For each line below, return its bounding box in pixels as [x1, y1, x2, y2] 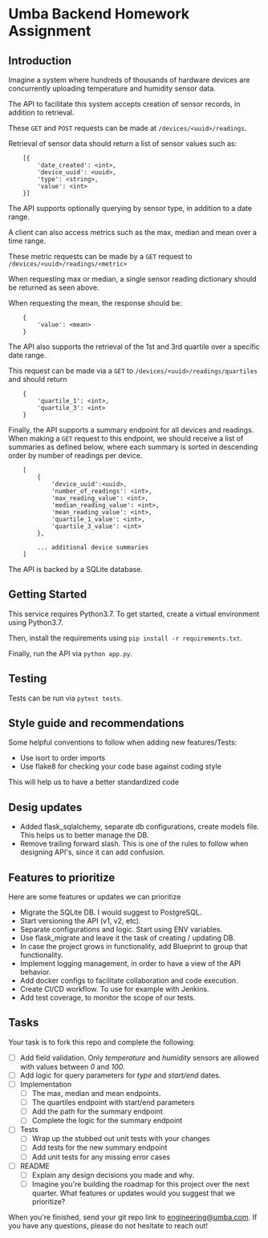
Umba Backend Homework [8, 5, 190, 23]
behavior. [19, 968, 51, 977]
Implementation [19, 1080, 72, 1089]
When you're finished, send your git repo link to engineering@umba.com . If [8, 1212, 258, 1222]
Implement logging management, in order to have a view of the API [19, 959, 242, 968]
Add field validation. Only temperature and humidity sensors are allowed [19, 1053, 259, 1062]
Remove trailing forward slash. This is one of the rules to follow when [19, 839, 249, 849]
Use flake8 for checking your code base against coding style [19, 761, 222, 771]
